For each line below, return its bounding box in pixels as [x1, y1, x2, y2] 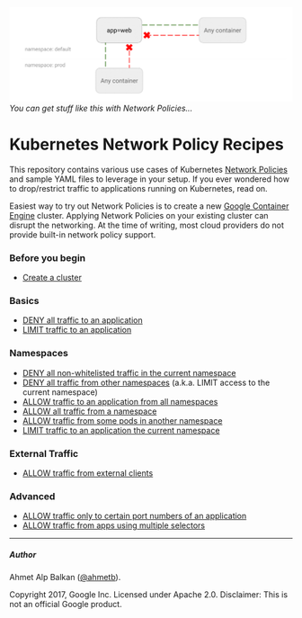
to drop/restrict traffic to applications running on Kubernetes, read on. [9, 183, 268, 193]
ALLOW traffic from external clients [22, 467, 154, 479]
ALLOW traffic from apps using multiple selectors [22, 520, 205, 531]
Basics [9, 294, 40, 307]
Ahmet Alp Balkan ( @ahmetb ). [9, 572, 121, 583]
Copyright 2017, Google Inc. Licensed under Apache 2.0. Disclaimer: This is [9, 589, 289, 600]
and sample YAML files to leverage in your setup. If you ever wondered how [9, 174, 290, 184]
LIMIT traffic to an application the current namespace [22, 425, 220, 435]
